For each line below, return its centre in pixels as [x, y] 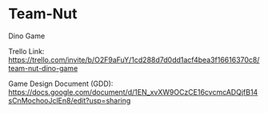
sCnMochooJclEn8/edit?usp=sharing [70, 100]
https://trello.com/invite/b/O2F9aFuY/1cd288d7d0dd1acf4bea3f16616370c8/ [134, 60]
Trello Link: [26, 51]
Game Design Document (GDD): [61, 84]
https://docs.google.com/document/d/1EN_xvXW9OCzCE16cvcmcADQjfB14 [133, 92]
